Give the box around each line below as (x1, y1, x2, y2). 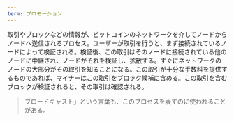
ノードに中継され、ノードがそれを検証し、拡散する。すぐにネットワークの (7, 56, 222, 65)
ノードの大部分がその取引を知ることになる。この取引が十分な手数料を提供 (7, 65, 221, 73)
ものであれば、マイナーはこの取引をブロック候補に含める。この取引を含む (13, 74, 228, 82)
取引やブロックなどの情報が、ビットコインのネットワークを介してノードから (7, 30, 228, 38)
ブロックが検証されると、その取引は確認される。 (7, 82, 148, 90)
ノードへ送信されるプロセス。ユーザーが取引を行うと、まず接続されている (7, 39, 221, 47)
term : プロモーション (7, 10, 63, 17)
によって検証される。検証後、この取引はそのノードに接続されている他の (19, 47, 227, 56)
